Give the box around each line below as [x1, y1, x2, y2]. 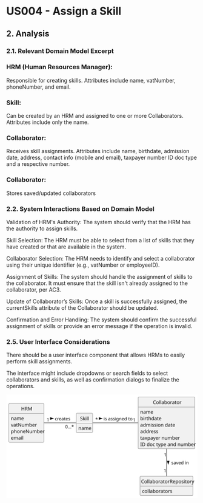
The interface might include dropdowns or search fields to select [6, 369, 168, 377]
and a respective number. [6, 160, 70, 168]
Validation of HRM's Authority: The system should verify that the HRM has [6, 218, 191, 225]
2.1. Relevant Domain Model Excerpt [6, 47, 114, 55]
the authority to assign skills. [6, 225, 78, 232]
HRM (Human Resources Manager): [6, 63, 113, 71]
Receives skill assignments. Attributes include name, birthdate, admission [6, 148, 190, 155]
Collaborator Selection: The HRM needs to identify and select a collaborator [6, 255, 196, 262]
